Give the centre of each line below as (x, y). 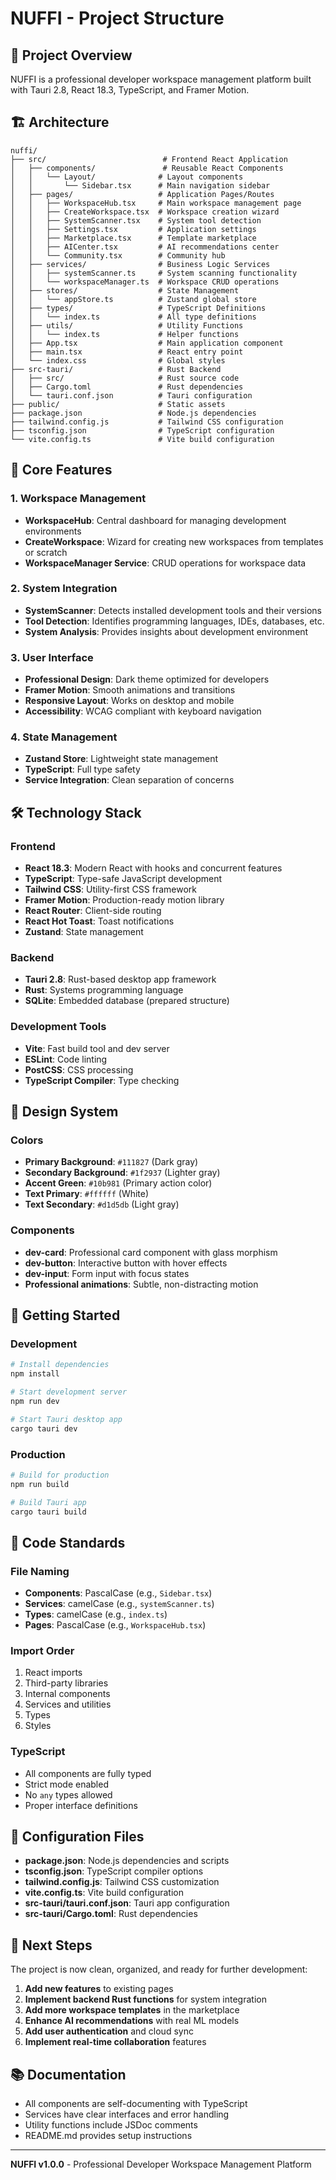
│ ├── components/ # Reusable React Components (147, 168)
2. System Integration (64, 589)
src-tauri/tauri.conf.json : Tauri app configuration (127, 1903)
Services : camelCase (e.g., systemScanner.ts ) (119, 1604)
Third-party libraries (66, 1683)
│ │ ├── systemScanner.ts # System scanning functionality (154, 273)
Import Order (42, 1650)
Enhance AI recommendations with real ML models (132, 2021)
